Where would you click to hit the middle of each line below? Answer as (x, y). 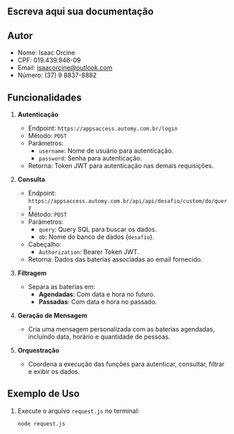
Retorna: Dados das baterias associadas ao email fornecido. (115, 259)
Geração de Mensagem (53, 316)
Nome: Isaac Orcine (46, 53)
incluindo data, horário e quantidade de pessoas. (99, 337)
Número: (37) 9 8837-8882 (57, 75)
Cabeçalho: (45, 245)
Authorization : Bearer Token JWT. (89, 252)
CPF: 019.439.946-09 (49, 60)
